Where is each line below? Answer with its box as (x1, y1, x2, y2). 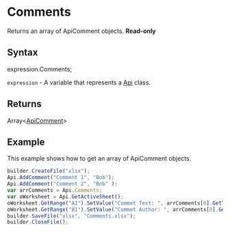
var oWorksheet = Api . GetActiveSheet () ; (7, 193, 125, 200)
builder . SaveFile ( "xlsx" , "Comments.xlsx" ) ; (7, 212, 136, 220)
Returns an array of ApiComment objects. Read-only (7, 27, 156, 35)
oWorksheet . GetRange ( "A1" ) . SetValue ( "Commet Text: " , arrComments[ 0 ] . (7, 200, 213, 207)
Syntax (7, 47, 38, 58)
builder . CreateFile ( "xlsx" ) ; (7, 167, 90, 175)
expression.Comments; (7, 65, 73, 73)
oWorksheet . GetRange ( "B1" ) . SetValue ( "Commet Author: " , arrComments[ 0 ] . (7, 206, 219, 213)
